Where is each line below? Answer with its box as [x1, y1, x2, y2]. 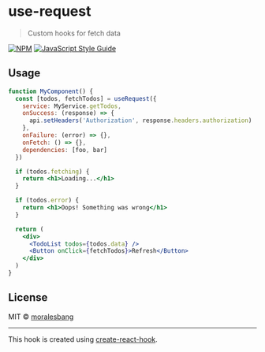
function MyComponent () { [8, 87, 93, 95]
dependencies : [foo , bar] [22, 146, 108, 154]
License [8, 291, 48, 305]
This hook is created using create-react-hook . [8, 334, 158, 344]
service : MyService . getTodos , [22, 102, 122, 110]
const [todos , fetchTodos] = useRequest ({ [15, 94, 157, 102]
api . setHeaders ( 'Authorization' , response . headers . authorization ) [28, 117, 252, 124]
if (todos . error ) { [15, 196, 80, 205]
